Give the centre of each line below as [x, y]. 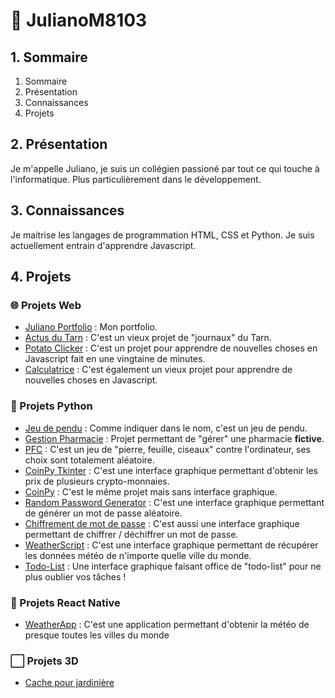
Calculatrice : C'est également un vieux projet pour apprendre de [158, 370]
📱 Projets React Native [65, 602]
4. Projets [41, 277]
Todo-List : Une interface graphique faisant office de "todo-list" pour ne [173, 566]
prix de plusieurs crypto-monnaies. [97, 481]
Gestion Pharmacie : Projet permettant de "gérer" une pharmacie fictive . [174, 438]
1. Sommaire [49, 57]
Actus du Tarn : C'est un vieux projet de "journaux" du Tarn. [148, 338]
